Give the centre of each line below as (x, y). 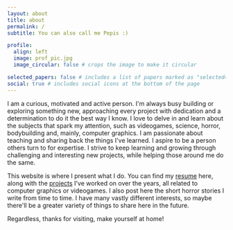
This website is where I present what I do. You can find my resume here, (110, 176)
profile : (20, 46)
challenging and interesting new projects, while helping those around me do (115, 155)
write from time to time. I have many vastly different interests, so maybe (110, 197)
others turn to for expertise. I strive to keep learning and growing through (112, 148)
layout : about (28, 14)
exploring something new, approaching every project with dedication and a (114, 111)
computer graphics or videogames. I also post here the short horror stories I (116, 191)
